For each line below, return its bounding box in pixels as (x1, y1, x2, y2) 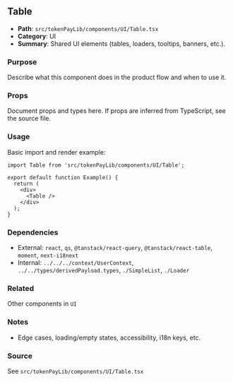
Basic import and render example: (7, 148, 106, 156)
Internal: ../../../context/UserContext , (17, 258, 134, 267)
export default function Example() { (7, 174, 119, 181)
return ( (13, 180, 40, 187)
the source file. (7, 114, 52, 123)
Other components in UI (7, 299, 77, 308)
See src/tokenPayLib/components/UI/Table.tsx (7, 366, 144, 375)
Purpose (7, 56, 37, 66)
